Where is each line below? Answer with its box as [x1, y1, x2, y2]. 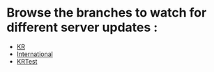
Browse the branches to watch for [6, 5, 207, 21]
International [16, 50, 53, 58]
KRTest [16, 57, 38, 65]
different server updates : [6, 19, 158, 35]
